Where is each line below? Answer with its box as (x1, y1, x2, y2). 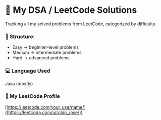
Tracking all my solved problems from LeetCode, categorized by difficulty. (5, 21, 157, 27)
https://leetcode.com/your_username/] (6, 104, 86, 110)
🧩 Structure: (5, 33, 35, 40)
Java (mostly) (5, 80, 33, 86)
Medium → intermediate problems (12, 49, 82, 56)
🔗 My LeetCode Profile (5, 93, 60, 100)
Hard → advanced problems (12, 55, 70, 61)
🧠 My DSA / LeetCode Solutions (5, 4, 137, 16)
